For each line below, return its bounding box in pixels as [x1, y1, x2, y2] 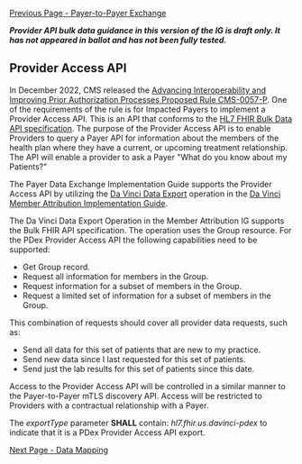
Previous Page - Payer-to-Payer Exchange [9, 8, 167, 18]
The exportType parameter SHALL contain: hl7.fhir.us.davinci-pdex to [9, 417, 268, 428]
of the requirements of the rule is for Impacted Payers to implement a [9, 104, 266, 114]
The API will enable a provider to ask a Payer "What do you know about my [9, 151, 288, 162]
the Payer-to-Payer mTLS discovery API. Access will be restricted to [9, 390, 263, 401]
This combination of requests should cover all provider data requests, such [9, 317, 288, 328]
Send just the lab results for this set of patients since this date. [22, 363, 255, 374]
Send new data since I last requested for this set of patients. [22, 353, 246, 364]
